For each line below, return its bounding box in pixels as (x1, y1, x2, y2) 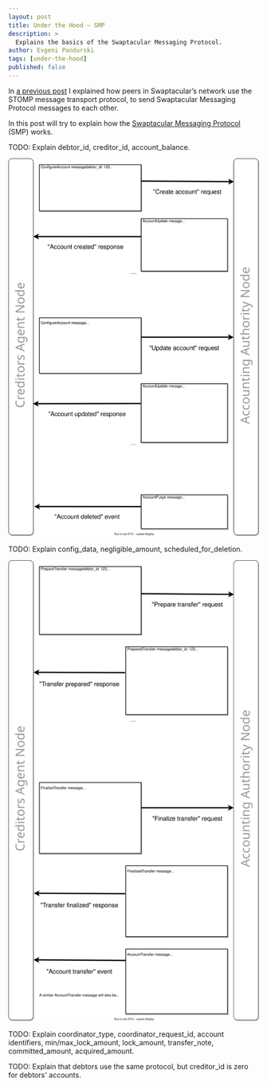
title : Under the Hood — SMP (8, 21, 105, 29)
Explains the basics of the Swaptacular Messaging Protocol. (15, 38, 223, 46)
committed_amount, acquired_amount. (8, 1046, 135, 1056)
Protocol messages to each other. (8, 103, 120, 112)
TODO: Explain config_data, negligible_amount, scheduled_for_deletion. (8, 544, 243, 554)
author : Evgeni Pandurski (8, 46, 94, 55)
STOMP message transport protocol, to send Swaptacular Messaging (8, 94, 236, 104)
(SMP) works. (8, 127, 53, 136)
